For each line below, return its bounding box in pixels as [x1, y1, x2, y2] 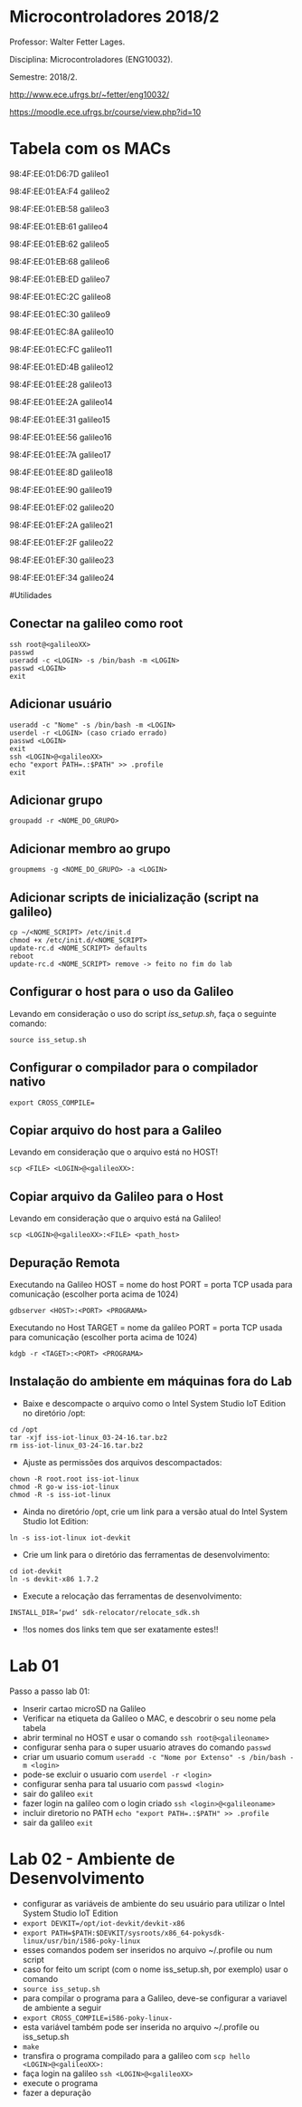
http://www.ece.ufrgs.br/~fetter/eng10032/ [9, 89, 170, 100]
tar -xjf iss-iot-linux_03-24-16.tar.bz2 [9, 1433, 168, 1442]
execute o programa [22, 2077, 99, 2088]
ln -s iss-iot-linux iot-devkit [9, 1533, 131, 1542]
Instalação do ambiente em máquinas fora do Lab [9, 1374, 292, 1389]
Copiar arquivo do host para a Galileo [9, 1122, 222, 1138]
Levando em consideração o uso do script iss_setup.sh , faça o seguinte [9, 1008, 278, 1019]
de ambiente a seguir [22, 2002, 102, 2013]
